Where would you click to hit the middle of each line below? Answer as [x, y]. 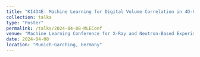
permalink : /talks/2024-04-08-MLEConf [54, 28]
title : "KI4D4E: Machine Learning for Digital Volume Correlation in [94, 12]
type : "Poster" [25, 23]
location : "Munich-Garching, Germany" [54, 45]
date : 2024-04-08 [28, 39]
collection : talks [29, 17]
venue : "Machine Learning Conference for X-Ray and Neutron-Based [90, 34]
